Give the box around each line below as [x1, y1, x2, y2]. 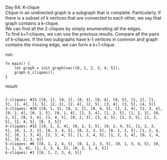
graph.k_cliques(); [14, 70, 55, 75]
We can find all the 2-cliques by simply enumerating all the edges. [5, 26, 142, 32]
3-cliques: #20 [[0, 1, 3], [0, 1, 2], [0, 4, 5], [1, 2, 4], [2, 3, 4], [5, 106, 163, 111]
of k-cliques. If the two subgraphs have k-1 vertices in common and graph [5, 36, 158, 42]
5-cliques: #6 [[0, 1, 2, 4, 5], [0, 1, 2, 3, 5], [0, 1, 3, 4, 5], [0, [5, 141, 160, 146]
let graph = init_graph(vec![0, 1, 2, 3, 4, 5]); [14, 65, 120, 70]
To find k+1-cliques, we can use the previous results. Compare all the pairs [5, 31, 159, 37]
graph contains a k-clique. [5, 20, 59, 26]
